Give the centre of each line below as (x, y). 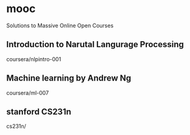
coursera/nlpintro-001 (34, 59)
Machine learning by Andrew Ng (69, 78)
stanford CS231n (39, 112)
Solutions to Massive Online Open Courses (60, 25)
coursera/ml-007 (28, 93)
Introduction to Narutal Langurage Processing (95, 44)
